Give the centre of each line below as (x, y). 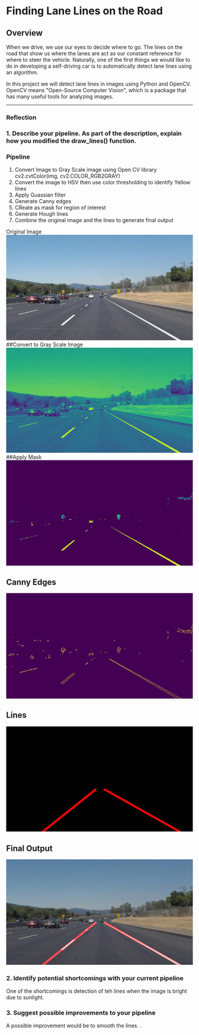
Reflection (21, 117)
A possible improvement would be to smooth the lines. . (74, 1025)
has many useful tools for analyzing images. (60, 97)
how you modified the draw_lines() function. (71, 141)
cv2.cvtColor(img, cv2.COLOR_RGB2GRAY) (67, 176)
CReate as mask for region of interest (60, 208)
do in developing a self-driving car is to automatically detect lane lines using (99, 66)
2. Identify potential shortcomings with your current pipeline (95, 978)
